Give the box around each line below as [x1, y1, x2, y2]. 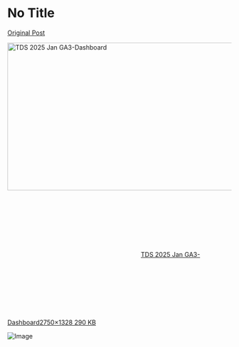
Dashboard [7, 318, 41, 326]
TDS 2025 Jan [141, 250, 184, 258]
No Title [7, 5, 55, 21]
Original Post [7, 28, 46, 37]
